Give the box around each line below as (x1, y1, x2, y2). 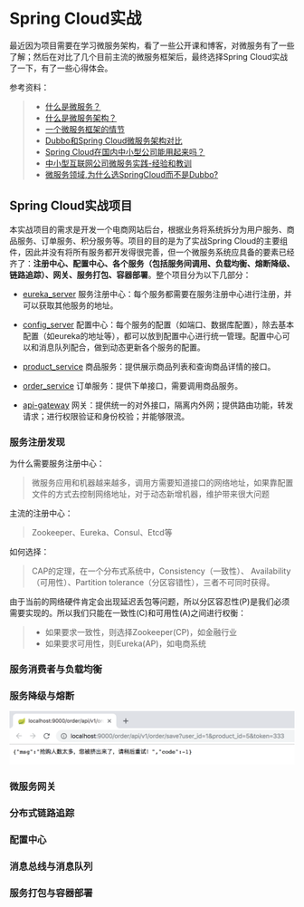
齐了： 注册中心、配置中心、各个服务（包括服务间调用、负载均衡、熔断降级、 (9, 257, 295, 268)
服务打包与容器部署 (9, 886, 93, 899)
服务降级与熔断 (9, 690, 75, 702)
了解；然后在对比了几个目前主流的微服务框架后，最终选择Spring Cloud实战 (9, 51, 289, 62)
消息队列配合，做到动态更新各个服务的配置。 (38, 342, 205, 352)
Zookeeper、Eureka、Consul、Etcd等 (31, 527, 173, 538)
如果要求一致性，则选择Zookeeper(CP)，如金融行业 (44, 627, 238, 638)
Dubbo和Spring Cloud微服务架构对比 (44, 135, 183, 146)
